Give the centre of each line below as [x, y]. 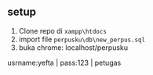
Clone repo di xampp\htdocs [63, 30]
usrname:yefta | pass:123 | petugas [64, 62]
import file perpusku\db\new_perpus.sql [82, 39]
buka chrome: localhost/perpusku [73, 47]
